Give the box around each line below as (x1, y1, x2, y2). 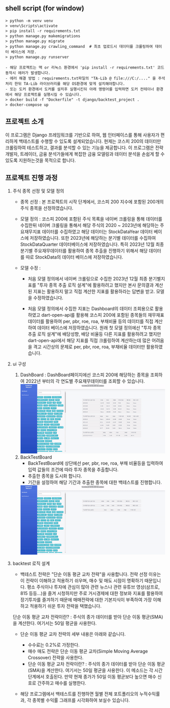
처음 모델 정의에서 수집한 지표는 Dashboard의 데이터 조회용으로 (27, 305, 154, 312)
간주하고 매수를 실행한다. (37, 680, 86, 686)
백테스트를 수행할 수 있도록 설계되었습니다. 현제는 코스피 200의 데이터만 (18, 138, 161, 144)
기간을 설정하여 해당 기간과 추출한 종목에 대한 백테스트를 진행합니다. (27, 479, 162, 486)
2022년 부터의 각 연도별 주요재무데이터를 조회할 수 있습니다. (25, 378, 145, 384)
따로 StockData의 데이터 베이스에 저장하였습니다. (25, 254, 123, 260)
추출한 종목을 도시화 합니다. (27, 473, 82, 479)
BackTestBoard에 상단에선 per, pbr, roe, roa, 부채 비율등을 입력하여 (27, 460, 163, 466)
